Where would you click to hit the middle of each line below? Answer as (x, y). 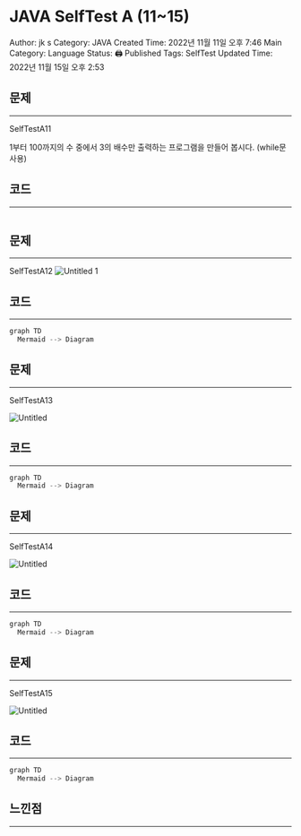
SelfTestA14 (31, 547)
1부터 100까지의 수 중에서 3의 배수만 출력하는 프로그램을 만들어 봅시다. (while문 (148, 147)
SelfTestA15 (31, 693)
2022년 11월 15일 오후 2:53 (57, 67)
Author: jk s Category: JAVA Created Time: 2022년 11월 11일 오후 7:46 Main (146, 42)
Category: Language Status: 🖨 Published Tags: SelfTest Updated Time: (141, 53)
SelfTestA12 (31, 271)
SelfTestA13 (31, 400)
